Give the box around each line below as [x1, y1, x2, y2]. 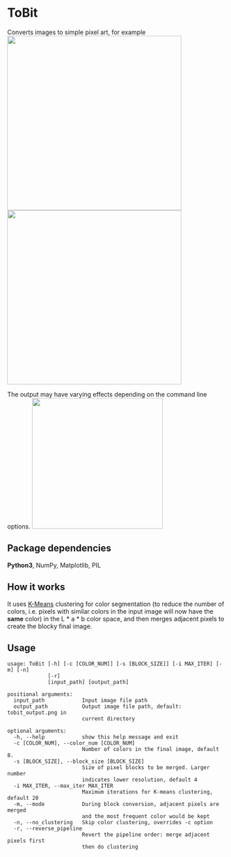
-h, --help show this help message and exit [13, 734, 179, 741]
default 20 [7, 795, 39, 802]
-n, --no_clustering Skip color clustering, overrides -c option [13, 819, 214, 826]
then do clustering [81, 844, 138, 851]
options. [7, 522, 31, 531]
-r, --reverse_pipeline [13, 825, 82, 833]
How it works [7, 581, 65, 593]
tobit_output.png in [7, 709, 67, 716]
